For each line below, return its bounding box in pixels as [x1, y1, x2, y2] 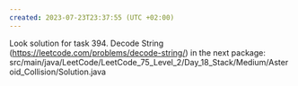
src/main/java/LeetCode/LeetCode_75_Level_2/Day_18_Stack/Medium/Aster [9, 56, 289, 67]
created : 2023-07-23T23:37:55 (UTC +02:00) [9, 13, 175, 22]
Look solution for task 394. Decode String [9, 38, 164, 48]
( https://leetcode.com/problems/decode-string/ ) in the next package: [9, 47, 267, 58]
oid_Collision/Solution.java [9, 66, 106, 77]
